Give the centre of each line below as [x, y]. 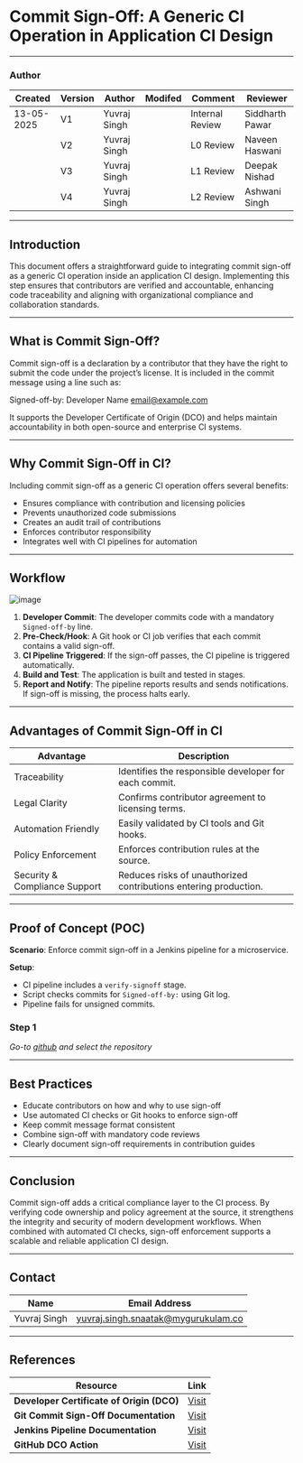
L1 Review [213, 171]
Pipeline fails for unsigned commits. [89, 1005]
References [42, 1360]
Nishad [260, 177]
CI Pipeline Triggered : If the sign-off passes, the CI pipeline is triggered [156, 655]
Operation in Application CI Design [141, 36]
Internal [207, 114]
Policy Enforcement [55, 855]
